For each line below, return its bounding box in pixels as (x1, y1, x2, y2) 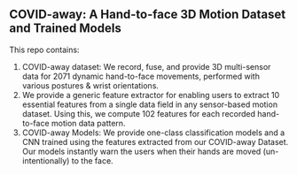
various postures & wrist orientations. (21, 80, 160, 91)
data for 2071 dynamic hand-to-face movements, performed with (21, 71, 260, 81)
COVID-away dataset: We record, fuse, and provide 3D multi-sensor (21, 61, 271, 72)
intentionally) (21, 155, 70, 166)
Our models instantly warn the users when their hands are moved (21, 146, 262, 156)
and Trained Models (9, 21, 121, 36)
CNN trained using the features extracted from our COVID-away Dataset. (21, 136, 289, 147)
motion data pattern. (51, 118, 126, 128)
